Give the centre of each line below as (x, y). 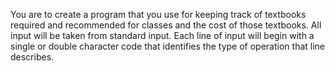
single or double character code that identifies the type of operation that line (168, 46)
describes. (32, 57)
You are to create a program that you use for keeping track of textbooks (158, 14)
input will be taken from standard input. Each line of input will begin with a (162, 35)
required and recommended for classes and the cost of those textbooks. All (166, 25)
